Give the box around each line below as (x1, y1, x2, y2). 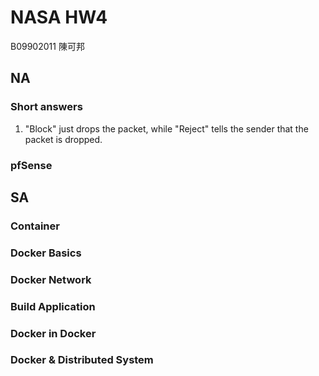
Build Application (10, 299, 96, 313)
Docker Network (10, 272, 92, 286)
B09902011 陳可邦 (10, 40, 85, 52)
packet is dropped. (24, 133, 103, 145)
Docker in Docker (10, 326, 97, 340)
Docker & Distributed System (10, 353, 154, 367)
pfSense (10, 158, 53, 172)
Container (10, 219, 60, 233)
